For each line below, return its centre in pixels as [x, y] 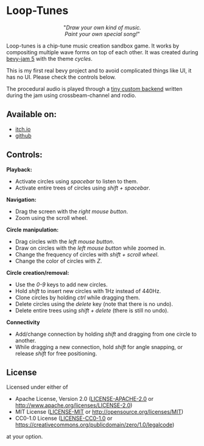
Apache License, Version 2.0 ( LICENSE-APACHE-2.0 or [84, 399]
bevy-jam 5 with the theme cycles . [49, 58]
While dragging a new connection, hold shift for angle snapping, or [99, 347]
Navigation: [21, 199]
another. [26, 340]
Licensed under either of [37, 387]
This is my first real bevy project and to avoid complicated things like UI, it [99, 70]
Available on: [31, 114]
